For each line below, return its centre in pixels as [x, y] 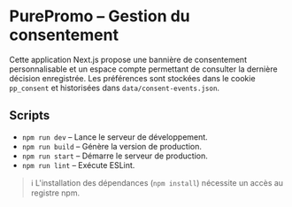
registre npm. [55, 193]
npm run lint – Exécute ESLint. [78, 165]
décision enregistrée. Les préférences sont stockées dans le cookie [132, 78]
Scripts [30, 115]
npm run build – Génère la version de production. [111, 146]
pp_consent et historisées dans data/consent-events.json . [114, 88]
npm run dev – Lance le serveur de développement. [115, 137]
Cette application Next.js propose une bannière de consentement [128, 59]
